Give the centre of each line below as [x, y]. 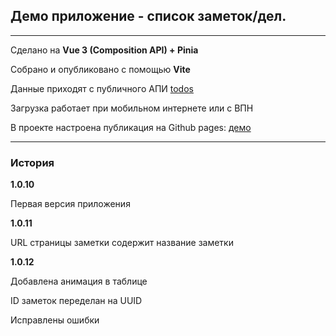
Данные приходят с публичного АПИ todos [102, 88]
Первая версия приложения [70, 204]
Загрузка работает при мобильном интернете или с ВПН [132, 108]
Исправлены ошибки [55, 320]
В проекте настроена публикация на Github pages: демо [131, 127]
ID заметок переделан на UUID [76, 301]
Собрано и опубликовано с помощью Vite [100, 69]
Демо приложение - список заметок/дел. [148, 16]
